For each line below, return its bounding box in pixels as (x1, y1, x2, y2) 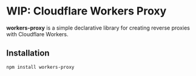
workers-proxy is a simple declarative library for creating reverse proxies (6, 24, 190, 31)
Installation (6, 48, 50, 59)
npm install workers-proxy (6, 64, 75, 70)
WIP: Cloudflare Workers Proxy (6, 4, 167, 18)
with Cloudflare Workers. (6, 30, 69, 37)
